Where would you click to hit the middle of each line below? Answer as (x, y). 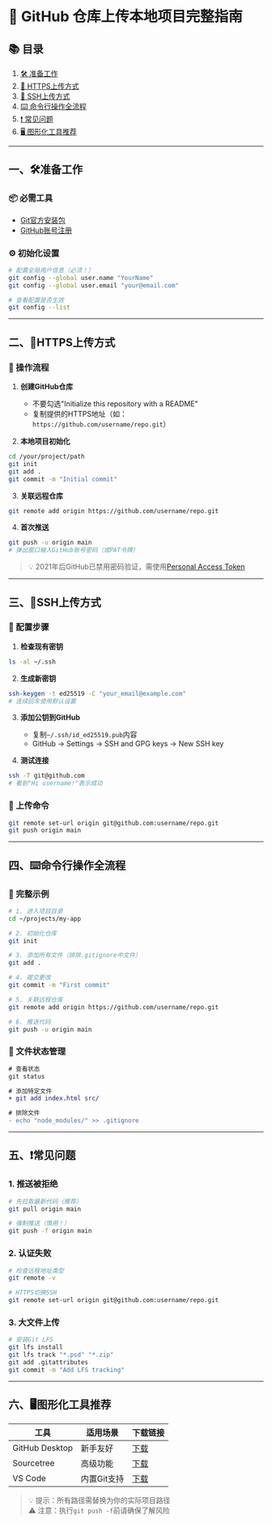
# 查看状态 (24, 1069)
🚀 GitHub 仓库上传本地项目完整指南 (125, 17)
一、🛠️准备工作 (46, 170)
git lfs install (36, 1347)
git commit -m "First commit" (59, 985)
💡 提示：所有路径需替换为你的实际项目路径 (99, 1500)
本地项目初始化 (45, 441)
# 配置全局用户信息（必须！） (51, 270)
